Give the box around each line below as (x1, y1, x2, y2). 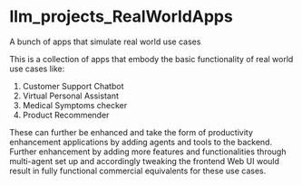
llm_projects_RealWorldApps (9, 6, 233, 27)
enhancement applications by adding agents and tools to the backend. (9, 136, 273, 147)
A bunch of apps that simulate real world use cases (9, 36, 201, 47)
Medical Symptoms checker (22, 99, 128, 110)
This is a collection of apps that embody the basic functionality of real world (9, 53, 294, 64)
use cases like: (9, 63, 65, 74)
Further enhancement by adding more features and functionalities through (9, 146, 287, 157)
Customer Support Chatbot (22, 80, 124, 91)
